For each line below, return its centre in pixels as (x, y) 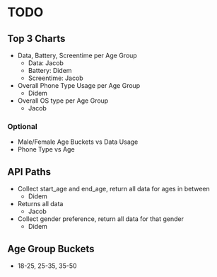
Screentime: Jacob (55, 78)
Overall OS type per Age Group (63, 101)
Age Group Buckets (51, 249)
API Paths (29, 172)
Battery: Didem (50, 70)
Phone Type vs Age (46, 149)
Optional (22, 126)
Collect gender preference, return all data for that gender (101, 219)
